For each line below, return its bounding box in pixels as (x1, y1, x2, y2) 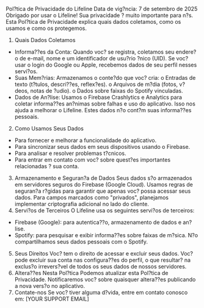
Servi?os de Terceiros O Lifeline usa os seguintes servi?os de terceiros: (14, 207, 195, 214)
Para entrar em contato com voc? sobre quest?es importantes (14, 156, 171, 163)
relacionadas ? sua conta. (14, 163, 79, 170)
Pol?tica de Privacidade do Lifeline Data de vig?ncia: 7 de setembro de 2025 (5, 5, 198, 12)
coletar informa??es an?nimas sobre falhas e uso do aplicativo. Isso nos (14, 100, 196, 107)
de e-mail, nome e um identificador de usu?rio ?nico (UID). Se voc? (20, 55, 189, 62)
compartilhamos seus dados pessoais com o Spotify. (14, 238, 148, 245)
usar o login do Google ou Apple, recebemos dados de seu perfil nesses (14, 61, 197, 68)
